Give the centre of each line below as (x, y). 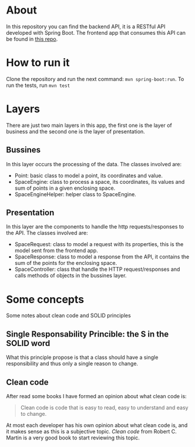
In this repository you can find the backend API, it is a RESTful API (86, 26)
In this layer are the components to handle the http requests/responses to (95, 227)
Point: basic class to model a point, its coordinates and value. (89, 175)
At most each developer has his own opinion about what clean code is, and (97, 425)
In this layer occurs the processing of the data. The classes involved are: (94, 164)
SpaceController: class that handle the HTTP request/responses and (97, 269)
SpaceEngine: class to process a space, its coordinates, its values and (100, 182)
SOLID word (28, 343)
